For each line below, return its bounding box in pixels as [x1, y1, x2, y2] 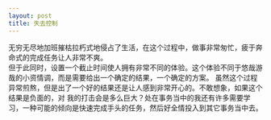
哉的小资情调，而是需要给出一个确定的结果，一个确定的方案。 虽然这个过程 [8, 72, 258, 82]
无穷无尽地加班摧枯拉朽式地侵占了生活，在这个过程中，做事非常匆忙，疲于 [8, 42, 256, 52]
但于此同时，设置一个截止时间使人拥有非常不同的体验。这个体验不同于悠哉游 [8, 62, 263, 72]
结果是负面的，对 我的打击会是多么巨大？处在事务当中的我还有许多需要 [8, 93, 244, 102]
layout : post [8, 11, 52, 20]
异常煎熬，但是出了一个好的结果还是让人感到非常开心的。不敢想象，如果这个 [8, 82, 263, 93]
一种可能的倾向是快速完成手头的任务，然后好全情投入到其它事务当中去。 [22, 102, 263, 113]
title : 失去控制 [8, 19, 58, 27]
